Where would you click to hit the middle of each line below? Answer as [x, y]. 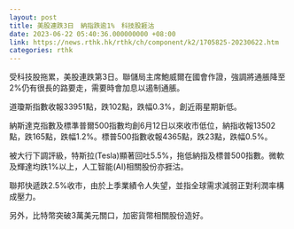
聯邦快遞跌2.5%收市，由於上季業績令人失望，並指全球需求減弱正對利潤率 [143, 186]
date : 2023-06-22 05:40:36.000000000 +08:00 [93, 34]
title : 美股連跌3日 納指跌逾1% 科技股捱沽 [82, 26]
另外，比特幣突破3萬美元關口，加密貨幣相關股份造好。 [108, 216]
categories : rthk [41, 51]
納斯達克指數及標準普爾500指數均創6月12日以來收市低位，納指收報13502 [143, 126]
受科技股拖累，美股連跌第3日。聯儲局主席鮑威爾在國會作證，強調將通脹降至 [147, 77]
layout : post [33, 17]
